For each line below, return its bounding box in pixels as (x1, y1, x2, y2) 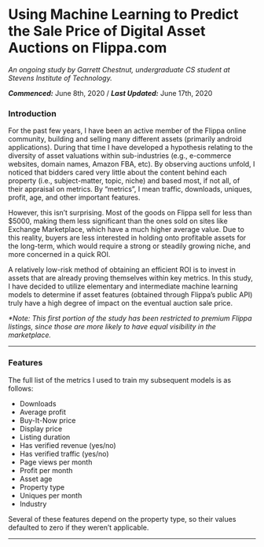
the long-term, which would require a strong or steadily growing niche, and (8, 241, 251, 251)
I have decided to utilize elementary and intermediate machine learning (8, 281, 238, 292)
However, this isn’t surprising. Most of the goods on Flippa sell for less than (8, 208, 252, 218)
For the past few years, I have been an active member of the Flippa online (8, 126, 247, 135)
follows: (8, 384, 34, 393)
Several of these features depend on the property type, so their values (8, 514, 236, 523)
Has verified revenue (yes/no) (19, 440, 116, 450)
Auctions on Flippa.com (8, 39, 167, 57)
